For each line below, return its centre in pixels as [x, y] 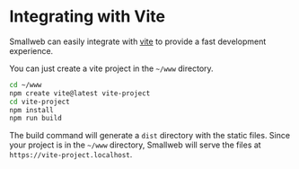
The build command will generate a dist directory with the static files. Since [149, 136]
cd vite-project [40, 102]
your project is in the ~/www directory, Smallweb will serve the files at [136, 145]
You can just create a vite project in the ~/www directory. [111, 68]
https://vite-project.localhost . [71, 155]
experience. [31, 50]
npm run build [36, 119]
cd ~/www [26, 84]
